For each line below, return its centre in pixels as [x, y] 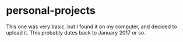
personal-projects [51, 11]
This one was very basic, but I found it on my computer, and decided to [91, 26]
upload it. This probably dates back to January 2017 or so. [76, 32]
